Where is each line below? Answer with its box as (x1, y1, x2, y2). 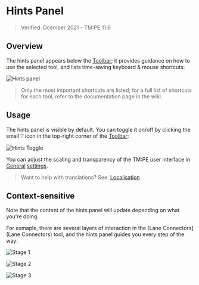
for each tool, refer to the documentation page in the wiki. (20, 92, 163, 100)
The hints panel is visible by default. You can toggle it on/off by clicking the (6, 126, 191, 133)
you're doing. (6, 213, 39, 220)
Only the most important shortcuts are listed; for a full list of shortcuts (20, 86, 192, 94)
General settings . (6, 162, 48, 169)
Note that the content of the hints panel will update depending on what (6, 207, 180, 214)
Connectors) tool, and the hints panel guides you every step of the (21, 231, 185, 238)
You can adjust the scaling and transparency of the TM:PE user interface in (6, 156, 191, 163)
